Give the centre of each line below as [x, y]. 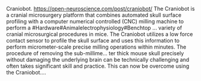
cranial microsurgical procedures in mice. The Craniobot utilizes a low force [100, 34]
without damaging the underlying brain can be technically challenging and [98, 60]
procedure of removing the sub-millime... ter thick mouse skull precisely [95, 53]
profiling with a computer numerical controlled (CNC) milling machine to [95, 21]
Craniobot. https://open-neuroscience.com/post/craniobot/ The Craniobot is [100, 9]
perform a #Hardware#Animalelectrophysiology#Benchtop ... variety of [94, 28]
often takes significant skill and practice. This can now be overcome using [98, 66]
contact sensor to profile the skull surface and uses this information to [93, 40]
